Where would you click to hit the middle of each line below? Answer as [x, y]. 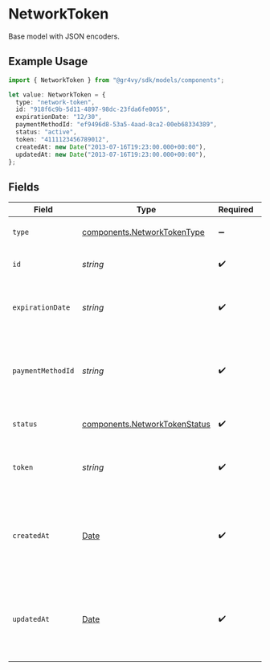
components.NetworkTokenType [143, 232]
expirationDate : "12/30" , [59, 117]
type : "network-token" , [55, 102]
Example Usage [48, 62]
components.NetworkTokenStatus [146, 425]
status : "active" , [47, 132]
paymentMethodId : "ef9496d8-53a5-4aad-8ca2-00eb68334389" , [117, 125]
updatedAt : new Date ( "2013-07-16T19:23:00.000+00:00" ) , [111, 154]
